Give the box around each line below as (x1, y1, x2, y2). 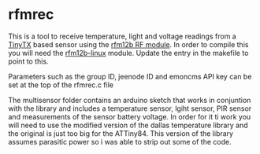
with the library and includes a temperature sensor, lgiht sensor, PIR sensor (8, 104, 252, 113)
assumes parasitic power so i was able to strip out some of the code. (8, 137, 232, 146)
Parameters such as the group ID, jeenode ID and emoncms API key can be (8, 71, 252, 81)
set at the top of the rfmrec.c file (8, 80, 114, 90)
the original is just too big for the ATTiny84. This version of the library (8, 128, 234, 138)
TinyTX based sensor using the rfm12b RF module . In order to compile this (8, 39, 249, 49)
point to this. (8, 57, 49, 66)
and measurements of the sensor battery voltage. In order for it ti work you (8, 112, 251, 121)
